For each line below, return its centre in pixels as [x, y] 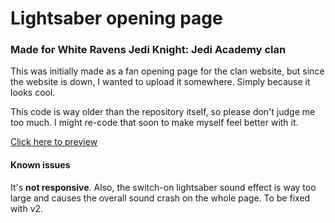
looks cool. [33, 93]
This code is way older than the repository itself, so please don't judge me [163, 112]
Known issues [40, 165]
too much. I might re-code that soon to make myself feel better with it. [154, 123]
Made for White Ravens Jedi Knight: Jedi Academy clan [148, 50]
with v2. [27, 208]
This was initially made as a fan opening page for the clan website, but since [167, 71]
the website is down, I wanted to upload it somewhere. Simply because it [160, 82]
